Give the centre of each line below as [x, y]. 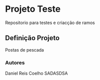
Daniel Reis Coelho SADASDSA [36, 73]
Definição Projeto [33, 38]
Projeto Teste [33, 9]
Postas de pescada [25, 50]
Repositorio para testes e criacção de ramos [50, 23]
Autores [15, 62]
